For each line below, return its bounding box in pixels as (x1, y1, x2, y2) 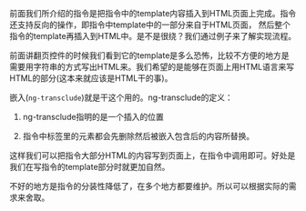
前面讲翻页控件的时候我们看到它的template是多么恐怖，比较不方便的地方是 (9, 50, 290, 61)
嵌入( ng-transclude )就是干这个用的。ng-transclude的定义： (9, 92, 234, 103)
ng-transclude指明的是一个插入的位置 (22, 112, 164, 122)
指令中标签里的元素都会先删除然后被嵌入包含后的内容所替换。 (22, 131, 255, 141)
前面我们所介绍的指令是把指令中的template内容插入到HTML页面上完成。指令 (9, 8, 297, 18)
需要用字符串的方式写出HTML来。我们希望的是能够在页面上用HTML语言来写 (9, 62, 295, 72)
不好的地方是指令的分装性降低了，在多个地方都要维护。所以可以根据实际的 (9, 181, 289, 191)
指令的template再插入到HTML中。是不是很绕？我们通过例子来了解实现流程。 (9, 31, 297, 41)
